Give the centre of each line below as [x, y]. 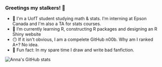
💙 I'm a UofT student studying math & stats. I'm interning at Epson [79, 19]
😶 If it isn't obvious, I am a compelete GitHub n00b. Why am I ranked [82, 39]
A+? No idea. [25, 45]
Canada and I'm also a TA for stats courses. [57, 24]
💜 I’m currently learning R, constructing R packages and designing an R [85, 29]
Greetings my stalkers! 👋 [35, 8]
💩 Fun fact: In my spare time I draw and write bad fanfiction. [73, 50]
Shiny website [26, 34]
